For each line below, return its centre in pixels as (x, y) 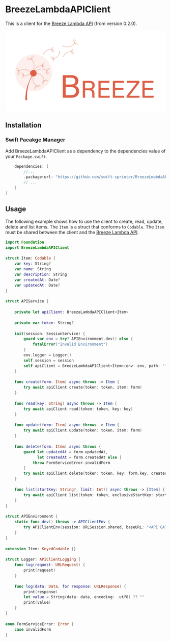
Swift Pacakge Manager (35, 140)
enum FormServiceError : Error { (39, 624)
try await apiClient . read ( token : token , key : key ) (78, 409)
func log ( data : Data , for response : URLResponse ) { (70, 586)
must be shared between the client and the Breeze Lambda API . (72, 232)
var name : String (33, 269)
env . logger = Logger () (48, 355)
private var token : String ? (44, 323)
